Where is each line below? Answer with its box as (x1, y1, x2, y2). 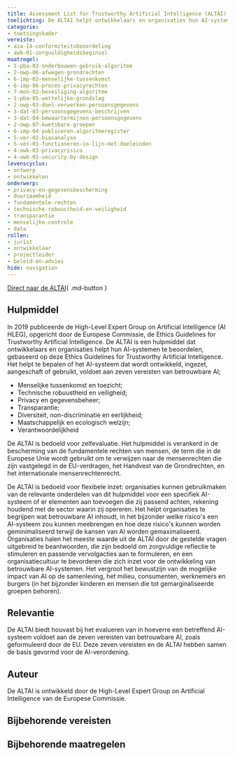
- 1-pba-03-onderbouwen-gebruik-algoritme (7, 62, 133, 69)
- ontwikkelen (7, 173, 49, 180)
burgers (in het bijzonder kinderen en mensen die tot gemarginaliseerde (7, 579, 215, 587)
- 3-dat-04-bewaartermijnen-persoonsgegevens (7, 114, 142, 121)
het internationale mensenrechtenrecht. (7, 469, 121, 477)
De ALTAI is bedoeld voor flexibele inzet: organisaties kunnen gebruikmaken (7, 482, 227, 491)
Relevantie (7, 607, 55, 619)
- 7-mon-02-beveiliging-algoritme (7, 88, 108, 95)
